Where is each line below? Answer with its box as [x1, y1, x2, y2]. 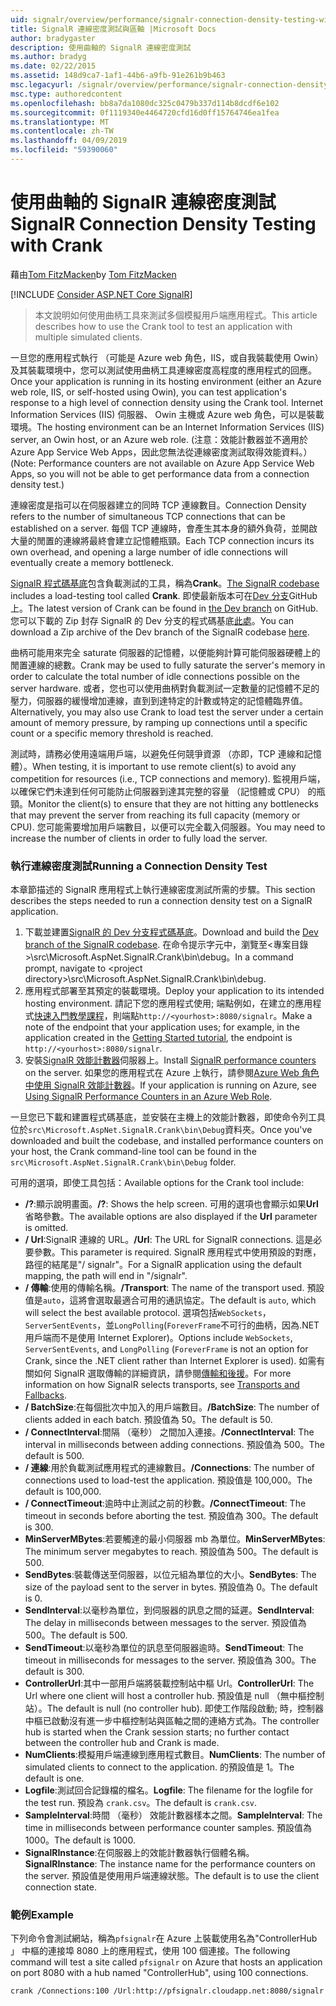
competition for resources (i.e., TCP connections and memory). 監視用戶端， [10, 772, 326, 785]
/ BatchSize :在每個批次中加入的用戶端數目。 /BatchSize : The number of [24, 1401, 320, 1413]
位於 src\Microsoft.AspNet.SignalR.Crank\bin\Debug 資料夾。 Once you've [10, 1124, 313, 1136]
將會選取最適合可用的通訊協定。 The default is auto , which [78, 1294, 317, 1306]
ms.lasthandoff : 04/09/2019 [10, 136, 128, 146]
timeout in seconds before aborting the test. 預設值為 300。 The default [24, 1510, 319, 1522]
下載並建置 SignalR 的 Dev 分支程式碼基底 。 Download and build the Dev [24, 926, 319, 938]
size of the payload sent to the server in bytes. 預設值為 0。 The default [24, 1581, 318, 1593]
